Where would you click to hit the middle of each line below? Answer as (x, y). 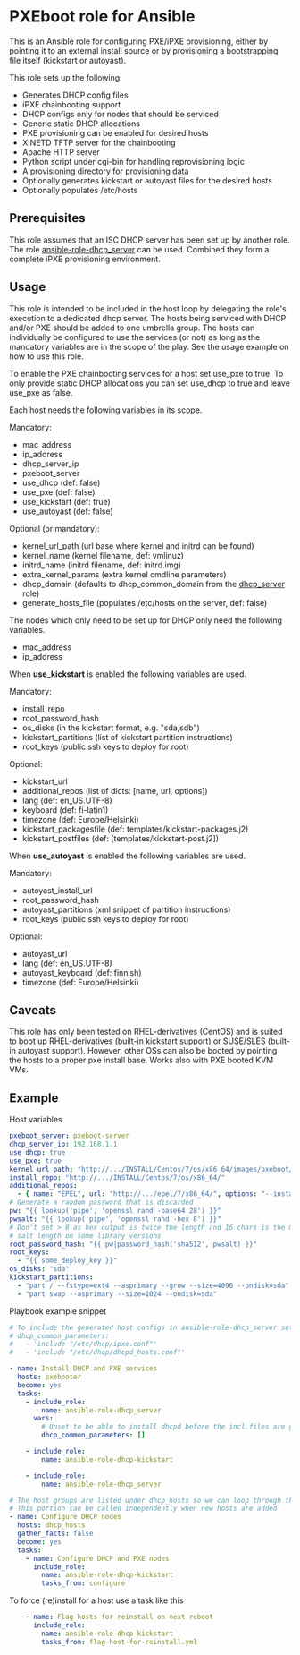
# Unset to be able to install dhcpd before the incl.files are (163, 1427)
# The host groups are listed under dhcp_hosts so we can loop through (145, 1500)
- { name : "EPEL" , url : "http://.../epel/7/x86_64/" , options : (137, 1194)
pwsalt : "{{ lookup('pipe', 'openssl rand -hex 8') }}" (115, 1219)
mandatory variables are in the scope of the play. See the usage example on (149, 346)
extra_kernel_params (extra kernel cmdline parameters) (124, 574)
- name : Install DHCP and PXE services (83, 1369)
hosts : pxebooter (50, 1377)
